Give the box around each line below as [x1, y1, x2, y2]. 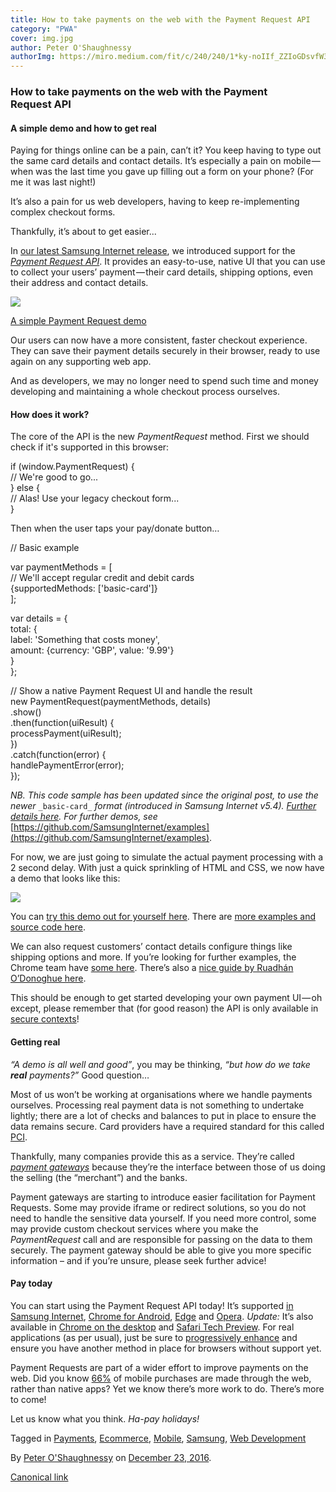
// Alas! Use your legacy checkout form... [10, 492, 180, 505]
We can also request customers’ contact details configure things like [10, 941, 293, 953]
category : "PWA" [10, 24, 78, 34]
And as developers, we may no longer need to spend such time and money [10, 375, 319, 387]
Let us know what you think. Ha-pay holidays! [10, 1412, 200, 1425]
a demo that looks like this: [10, 872, 121, 885]
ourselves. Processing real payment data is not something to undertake [10, 1099, 305, 1111]
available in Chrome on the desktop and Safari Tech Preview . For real [10, 1321, 295, 1333]
